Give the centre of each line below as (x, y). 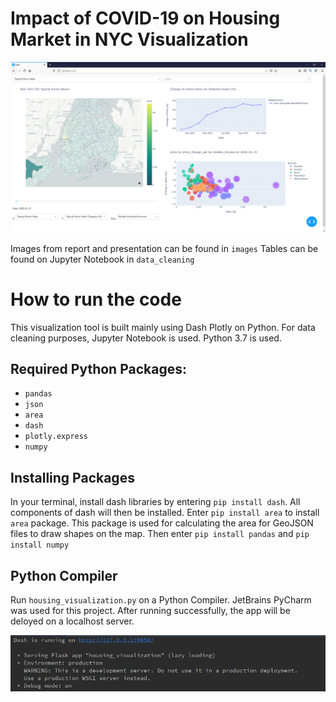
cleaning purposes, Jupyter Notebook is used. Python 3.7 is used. (146, 338)
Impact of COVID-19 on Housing (145, 18)
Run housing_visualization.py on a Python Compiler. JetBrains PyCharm (161, 599)
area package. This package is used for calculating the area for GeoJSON (162, 523)
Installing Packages (72, 477)
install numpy (40, 545)
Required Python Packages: (98, 368)
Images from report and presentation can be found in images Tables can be (164, 248)
